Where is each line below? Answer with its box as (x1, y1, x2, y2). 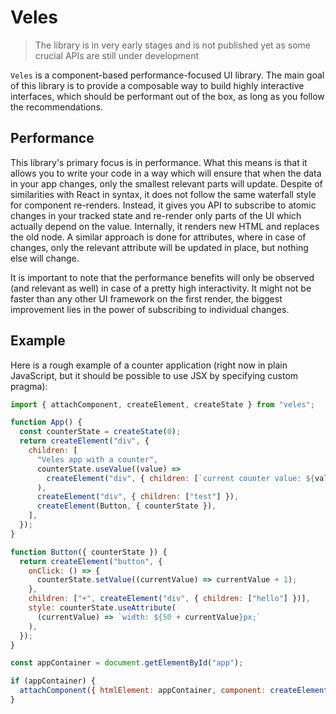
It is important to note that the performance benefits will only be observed (10, 271, 315, 283)
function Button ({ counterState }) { (10, 547, 168, 557)
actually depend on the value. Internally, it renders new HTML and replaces (10, 220, 320, 232)
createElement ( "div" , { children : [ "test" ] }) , (36, 492, 240, 502)
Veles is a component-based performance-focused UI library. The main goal (10, 69, 325, 81)
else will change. (10, 252, 80, 264)
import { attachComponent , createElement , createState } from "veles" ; (10, 399, 315, 410)
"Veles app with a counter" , (36, 454, 159, 465)
